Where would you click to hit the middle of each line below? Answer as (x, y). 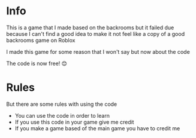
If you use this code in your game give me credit (74, 122)
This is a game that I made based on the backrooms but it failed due (90, 27)
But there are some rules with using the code (62, 104)
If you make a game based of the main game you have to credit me (97, 128)
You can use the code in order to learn (62, 115)
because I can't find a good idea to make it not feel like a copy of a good (95, 33)
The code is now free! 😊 (37, 63)
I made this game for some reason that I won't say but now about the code (98, 51)
